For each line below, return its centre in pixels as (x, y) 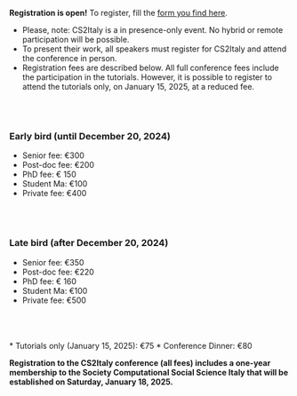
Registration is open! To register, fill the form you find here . (119, 13)
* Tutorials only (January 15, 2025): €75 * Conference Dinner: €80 (131, 345)
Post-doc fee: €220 (58, 272)
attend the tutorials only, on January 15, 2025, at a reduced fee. (138, 87)
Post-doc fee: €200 (58, 165)
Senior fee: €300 (53, 155)
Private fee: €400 (54, 194)
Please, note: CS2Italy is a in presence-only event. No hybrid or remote (153, 30)
